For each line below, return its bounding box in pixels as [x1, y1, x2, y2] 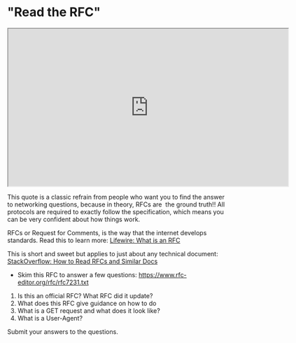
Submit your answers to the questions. [7, 327, 119, 336]
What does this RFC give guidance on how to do [17, 299, 157, 307]
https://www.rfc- [139, 270, 187, 279]
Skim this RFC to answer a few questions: [17, 270, 138, 279]
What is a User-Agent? [17, 314, 83, 322]
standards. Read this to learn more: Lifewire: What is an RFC [7, 236, 181, 244]
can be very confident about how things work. [7, 215, 141, 223]
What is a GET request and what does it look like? [17, 306, 161, 315]
